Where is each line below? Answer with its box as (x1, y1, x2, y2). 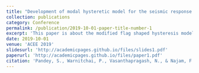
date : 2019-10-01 (6, 36, 49, 42)
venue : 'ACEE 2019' (6, 42, 54, 48)
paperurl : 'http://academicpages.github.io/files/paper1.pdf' (6, 52, 163, 58)
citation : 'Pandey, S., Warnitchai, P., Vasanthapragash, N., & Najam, (6, 58, 187, 64)
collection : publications (6, 14, 70, 20)
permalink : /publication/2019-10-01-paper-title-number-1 (6, 25, 152, 31)
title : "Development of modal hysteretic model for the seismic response (6, 8, 192, 15)
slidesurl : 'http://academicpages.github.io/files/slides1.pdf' (6, 47, 168, 53)
